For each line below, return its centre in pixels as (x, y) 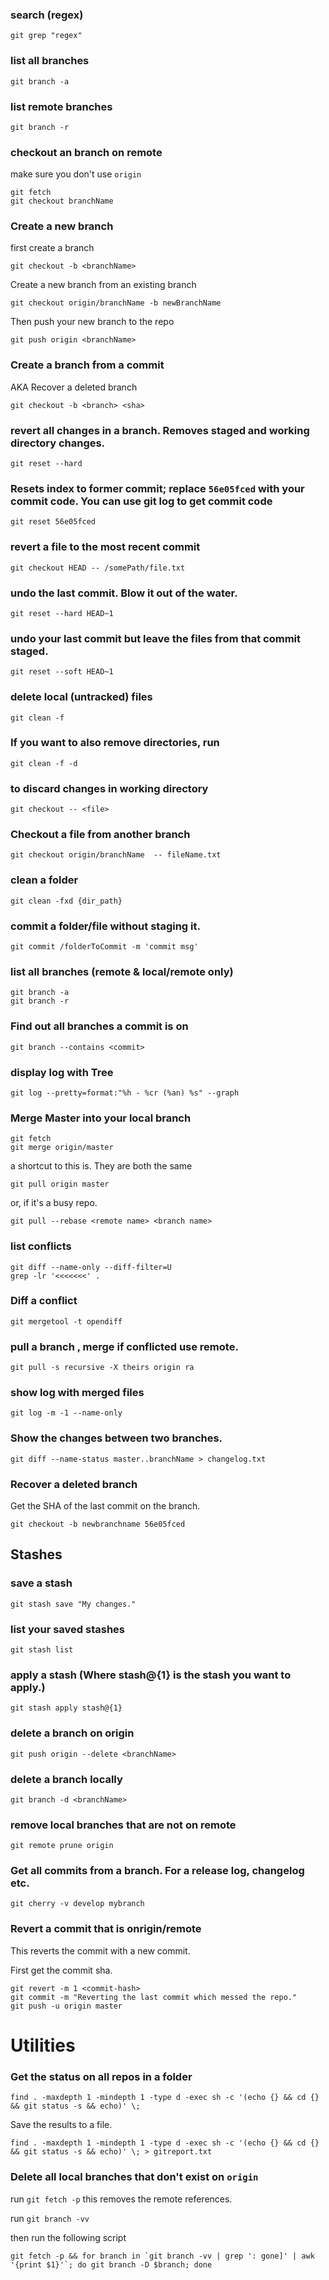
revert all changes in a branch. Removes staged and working (160, 430)
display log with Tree (62, 1072)
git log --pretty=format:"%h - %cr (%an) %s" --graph (125, 1093)
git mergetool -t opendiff (66, 1321)
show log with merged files (77, 1393)
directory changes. (58, 443)
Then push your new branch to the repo (92, 322)
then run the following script (68, 2237)
